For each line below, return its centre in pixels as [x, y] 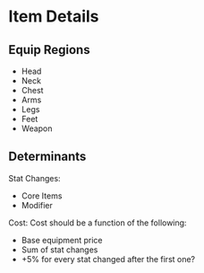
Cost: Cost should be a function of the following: [98, 223]
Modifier [37, 205]
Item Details [54, 17]
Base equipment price [62, 240]
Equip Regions [49, 50]
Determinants [47, 157]
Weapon [37, 128]
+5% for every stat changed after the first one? [108, 259]
